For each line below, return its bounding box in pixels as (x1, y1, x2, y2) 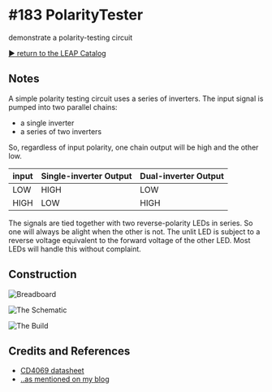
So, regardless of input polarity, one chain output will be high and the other (8, 142, 259, 152)
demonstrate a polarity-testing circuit (8, 33, 133, 42)
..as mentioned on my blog (19, 374, 110, 384)
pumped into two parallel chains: (8, 102, 118, 111)
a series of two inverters (19, 126, 102, 136)
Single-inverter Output (41, 170, 132, 181)
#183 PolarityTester (8, 6, 144, 24)
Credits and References (8, 344, 131, 358)
